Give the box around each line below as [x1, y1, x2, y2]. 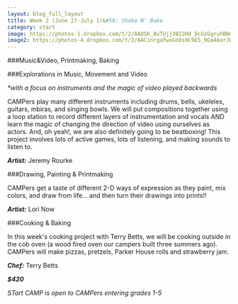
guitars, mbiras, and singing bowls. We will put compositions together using [7, 105, 228, 113]
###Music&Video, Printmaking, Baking [7, 56, 120, 64]
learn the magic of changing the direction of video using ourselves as [7, 120, 210, 128]
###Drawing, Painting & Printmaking [7, 170, 113, 179]
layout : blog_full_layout [7, 10, 84, 18]
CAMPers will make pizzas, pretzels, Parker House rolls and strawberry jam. [7, 247, 229, 256]
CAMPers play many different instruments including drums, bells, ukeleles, [7, 97, 225, 106]
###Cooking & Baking [7, 219, 72, 227]
